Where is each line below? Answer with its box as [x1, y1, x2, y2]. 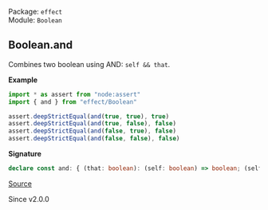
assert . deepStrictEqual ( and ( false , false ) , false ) [8, 135, 180, 143]
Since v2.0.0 [8, 194, 49, 204]
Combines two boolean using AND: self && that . [8, 59, 171, 69]
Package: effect [8, 7, 63, 16]
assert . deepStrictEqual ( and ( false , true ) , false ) [8, 127, 177, 135]
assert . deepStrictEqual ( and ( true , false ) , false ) [8, 120, 177, 128]
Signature [8, 149, 42, 159]
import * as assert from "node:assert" [8, 90, 141, 98]
